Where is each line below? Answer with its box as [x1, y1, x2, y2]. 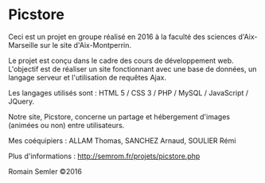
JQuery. [8, 96, 34, 106]
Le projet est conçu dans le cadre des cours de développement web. [8, 56, 234, 65]
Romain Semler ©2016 [8, 166, 82, 176]
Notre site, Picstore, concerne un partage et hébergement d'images [8, 111, 231, 121]
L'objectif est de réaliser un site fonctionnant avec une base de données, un [8, 64, 257, 73]
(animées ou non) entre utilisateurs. [8, 120, 125, 130]
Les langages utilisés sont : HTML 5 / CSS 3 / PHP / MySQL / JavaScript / [8, 88, 249, 97]
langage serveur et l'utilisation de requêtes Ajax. [8, 72, 167, 82]
